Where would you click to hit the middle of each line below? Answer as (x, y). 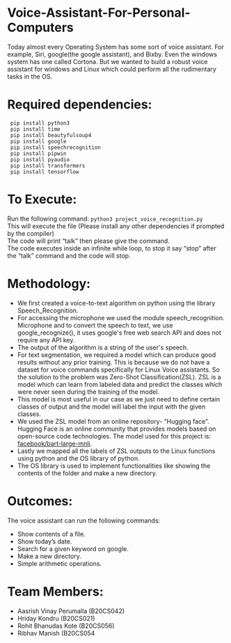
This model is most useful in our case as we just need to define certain (119, 399)
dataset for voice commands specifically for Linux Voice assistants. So (119, 370)
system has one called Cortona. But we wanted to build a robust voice (107, 61)
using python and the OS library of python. (78, 458)
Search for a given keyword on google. (73, 548)
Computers (41, 27)
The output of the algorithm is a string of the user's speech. (103, 347)
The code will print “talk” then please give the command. (89, 241)
